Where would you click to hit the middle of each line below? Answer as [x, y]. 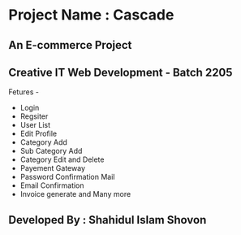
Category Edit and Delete [62, 159]
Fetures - [24, 92]
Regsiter [34, 116]
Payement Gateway [53, 168]
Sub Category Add [51, 151]
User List [35, 125]
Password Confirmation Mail [67, 177]
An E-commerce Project [70, 45]
